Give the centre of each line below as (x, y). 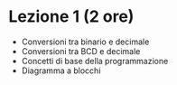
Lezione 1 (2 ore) (71, 17)
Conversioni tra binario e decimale (85, 42)
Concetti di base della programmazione (95, 61)
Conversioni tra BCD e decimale (81, 51)
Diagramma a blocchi (61, 71)
